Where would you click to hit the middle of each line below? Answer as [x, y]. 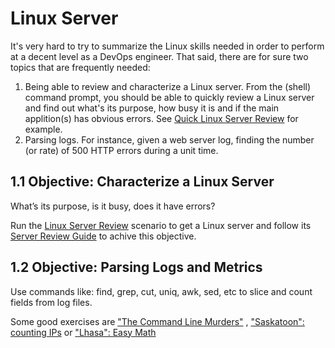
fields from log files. [51, 302]
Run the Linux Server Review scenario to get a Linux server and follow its [161, 225]
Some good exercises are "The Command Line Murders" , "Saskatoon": [157, 321]
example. [43, 129]
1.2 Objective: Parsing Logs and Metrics [136, 267]
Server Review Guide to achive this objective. [103, 236]
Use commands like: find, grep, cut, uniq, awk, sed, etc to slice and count [161, 291]
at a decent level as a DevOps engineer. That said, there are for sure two [159, 56]
